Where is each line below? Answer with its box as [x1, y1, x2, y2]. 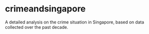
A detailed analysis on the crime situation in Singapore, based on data [5, 19, 144, 25]
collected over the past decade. [5, 24, 69, 30]
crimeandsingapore [5, 3, 86, 14]
